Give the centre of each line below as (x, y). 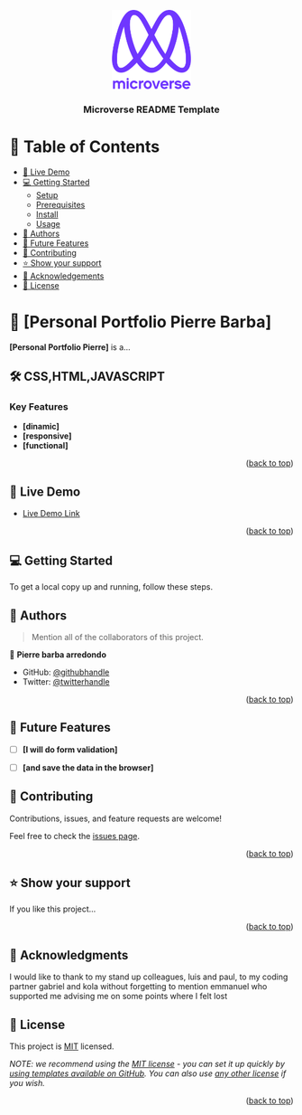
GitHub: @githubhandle (66, 672)
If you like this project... (53, 909)
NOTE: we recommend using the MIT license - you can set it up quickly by (147, 1064)
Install (47, 214)
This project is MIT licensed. (62, 1046)
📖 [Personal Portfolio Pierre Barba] (141, 322)
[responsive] (47, 436)
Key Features (39, 407)
